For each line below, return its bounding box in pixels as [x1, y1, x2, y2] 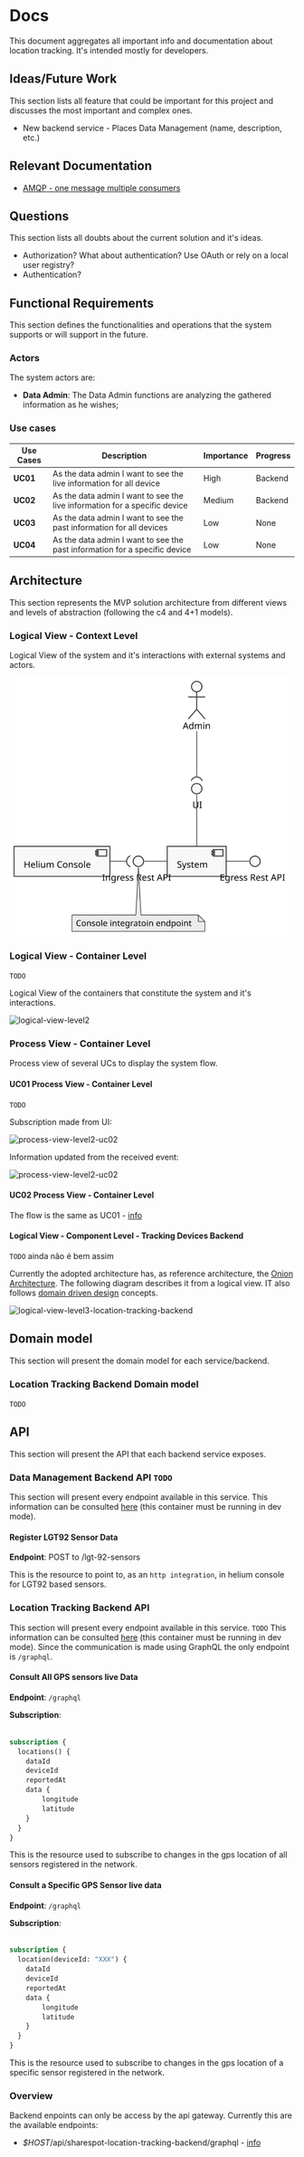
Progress [255, 450, 291, 461]
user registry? [22, 260, 75, 271]
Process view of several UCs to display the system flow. [9, 1058, 218, 1069]
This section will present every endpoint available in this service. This [9, 1492, 269, 1503]
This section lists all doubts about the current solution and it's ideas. [9, 233, 264, 243]
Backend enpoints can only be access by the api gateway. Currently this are [9, 2110, 292, 2121]
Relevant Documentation [9, 158, 152, 174]
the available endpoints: [9, 2120, 99, 2131]
